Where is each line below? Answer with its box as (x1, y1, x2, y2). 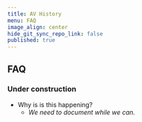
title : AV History (7, 10, 62, 18)
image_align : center (7, 23, 69, 30)
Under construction (7, 84, 77, 94)
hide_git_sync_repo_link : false (7, 30, 103, 38)
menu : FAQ (7, 17, 37, 24)
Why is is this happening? (17, 100, 93, 109)
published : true (7, 37, 55, 44)
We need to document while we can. (28, 108, 136, 116)
